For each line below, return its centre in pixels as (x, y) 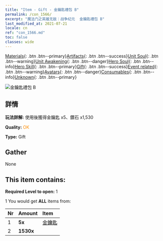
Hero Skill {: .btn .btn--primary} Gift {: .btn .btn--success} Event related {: (86, 66)
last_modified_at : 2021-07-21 (36, 24)
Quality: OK (17, 127)
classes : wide (20, 42)
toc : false (16, 38)
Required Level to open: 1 (31, 192)
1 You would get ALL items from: (38, 201)
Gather (16, 152)
